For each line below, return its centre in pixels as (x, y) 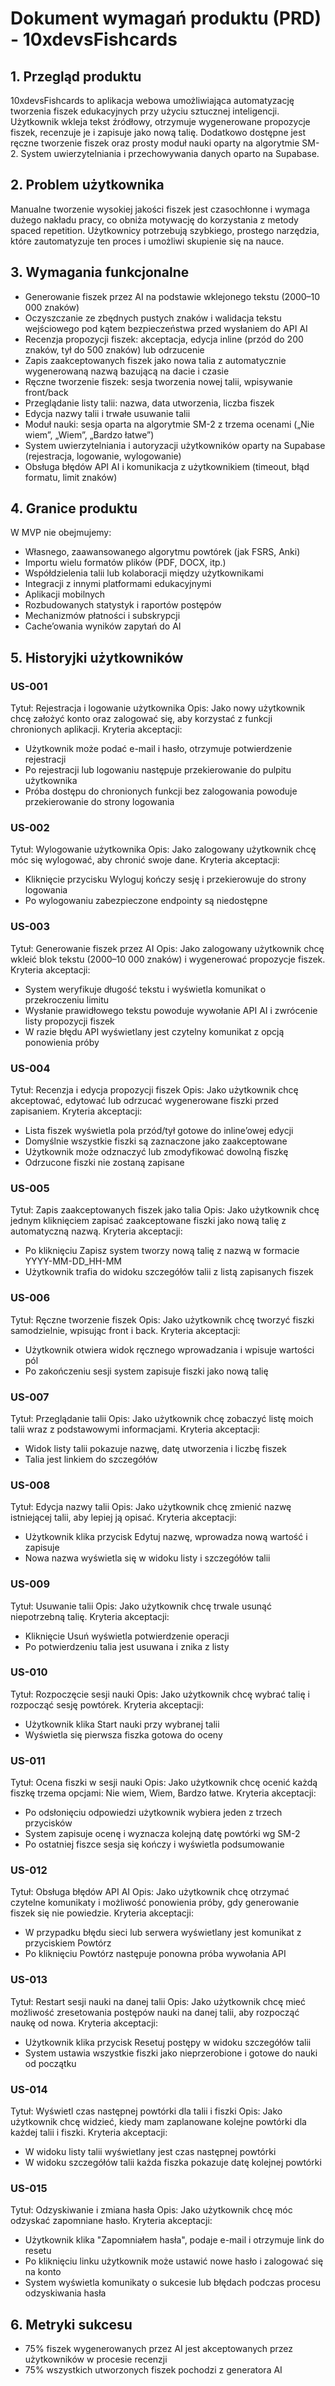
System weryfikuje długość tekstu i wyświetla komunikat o (145, 989)
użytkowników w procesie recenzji (96, 2359)
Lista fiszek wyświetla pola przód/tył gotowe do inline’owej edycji (159, 1131)
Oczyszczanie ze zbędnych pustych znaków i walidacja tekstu (153, 318)
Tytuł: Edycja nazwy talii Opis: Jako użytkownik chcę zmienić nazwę (151, 1507)
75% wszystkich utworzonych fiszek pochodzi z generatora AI (153, 2370)
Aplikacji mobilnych (65, 594)
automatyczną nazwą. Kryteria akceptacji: (96, 1231)
